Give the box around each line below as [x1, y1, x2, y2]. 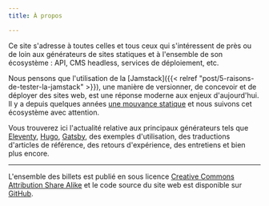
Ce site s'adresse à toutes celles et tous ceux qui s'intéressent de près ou [8, 41, 252, 50]
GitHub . [8, 188, 34, 198]
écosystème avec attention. [8, 107, 100, 117]
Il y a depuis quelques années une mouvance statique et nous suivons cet [8, 99, 252, 108]
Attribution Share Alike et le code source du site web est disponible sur [8, 180, 243, 189]
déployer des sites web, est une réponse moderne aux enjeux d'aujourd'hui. [8, 90, 259, 100]
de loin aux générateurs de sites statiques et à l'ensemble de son [8, 49, 223, 59]
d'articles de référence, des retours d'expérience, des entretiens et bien [8, 139, 246, 149]
